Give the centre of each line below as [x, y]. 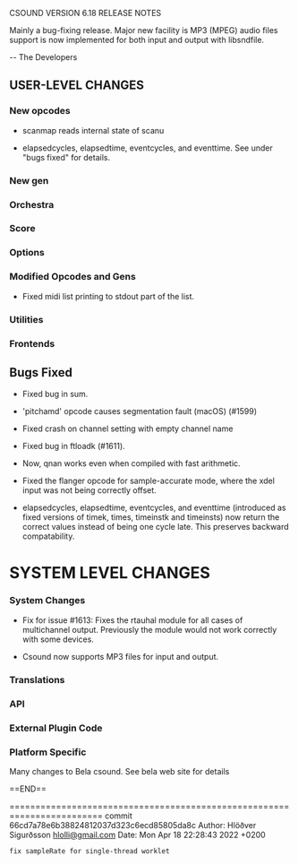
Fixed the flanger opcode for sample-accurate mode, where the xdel [149, 481]
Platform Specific [48, 752]
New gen [29, 180]
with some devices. [58, 639]
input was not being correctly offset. [89, 490]
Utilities [26, 319]
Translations [37, 679]
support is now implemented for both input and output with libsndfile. [137, 40]
